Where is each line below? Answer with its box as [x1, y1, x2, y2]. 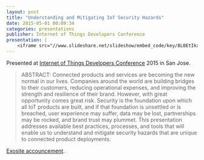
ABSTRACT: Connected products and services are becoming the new [21, 71, 195, 78]
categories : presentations [6, 25, 75, 32]
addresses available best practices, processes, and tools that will [21, 122, 185, 130]
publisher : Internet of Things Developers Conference [6, 32, 146, 38]
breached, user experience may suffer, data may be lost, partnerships [21, 110, 196, 117]
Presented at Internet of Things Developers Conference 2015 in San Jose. [6, 59, 191, 67]
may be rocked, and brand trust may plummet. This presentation [21, 116, 182, 123]
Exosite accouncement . [6, 147, 65, 155]
